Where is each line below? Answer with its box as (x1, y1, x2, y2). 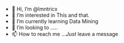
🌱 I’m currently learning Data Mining (11, 18, 98, 24)
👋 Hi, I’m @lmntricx (11, 6, 58, 12)
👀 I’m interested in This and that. (11, 12, 89, 19)
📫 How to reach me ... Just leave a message (11, 31, 119, 37)
